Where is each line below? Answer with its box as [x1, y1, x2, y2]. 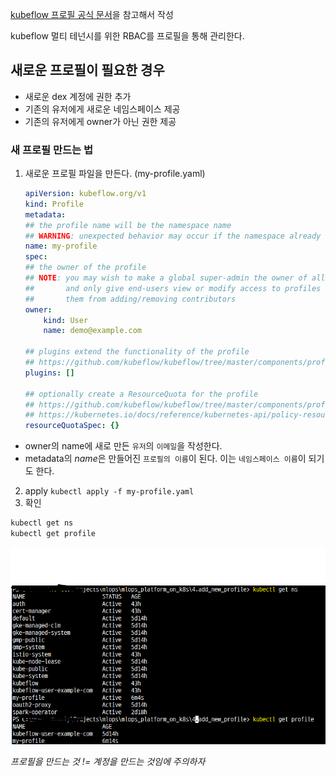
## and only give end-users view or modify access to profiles [24, 283, 322, 293]
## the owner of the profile [24, 263, 147, 273]
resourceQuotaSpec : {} [24, 421, 120, 431]
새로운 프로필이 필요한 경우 [10, 62, 165, 79]
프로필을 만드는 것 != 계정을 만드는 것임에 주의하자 [10, 755, 206, 767]
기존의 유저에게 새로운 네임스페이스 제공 [24, 103, 181, 115]
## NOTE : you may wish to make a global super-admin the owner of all [24, 273, 326, 283]
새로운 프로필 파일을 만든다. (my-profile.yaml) [24, 168, 206, 180]
